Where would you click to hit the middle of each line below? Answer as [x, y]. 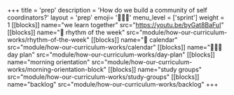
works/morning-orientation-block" [57, 70]
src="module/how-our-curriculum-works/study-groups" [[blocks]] [103, 77]
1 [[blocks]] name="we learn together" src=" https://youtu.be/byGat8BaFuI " [116, 25]
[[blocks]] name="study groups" [155, 70]
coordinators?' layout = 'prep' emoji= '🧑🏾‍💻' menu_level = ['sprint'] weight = [116, 17]
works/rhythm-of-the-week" [48, 40]
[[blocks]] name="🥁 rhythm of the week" [66, 32]
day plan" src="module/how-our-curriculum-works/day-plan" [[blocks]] [111, 54]
